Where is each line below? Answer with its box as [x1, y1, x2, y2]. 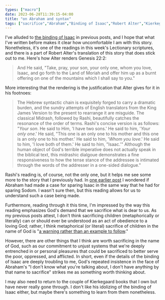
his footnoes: [5, 90, 32, 96]
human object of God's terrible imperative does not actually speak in [17, 147, 156, 152]
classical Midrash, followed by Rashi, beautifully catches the [17, 115, 139, 121]
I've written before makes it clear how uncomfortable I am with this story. [5, 40, 153, 46]
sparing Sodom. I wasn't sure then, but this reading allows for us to [5, 187, 141, 193]
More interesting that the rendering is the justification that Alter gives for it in [5, 85, 160, 91]
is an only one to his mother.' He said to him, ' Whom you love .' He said [17, 136, 160, 142]
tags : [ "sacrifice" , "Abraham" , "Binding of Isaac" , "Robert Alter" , [5, 21, 144, 26]
